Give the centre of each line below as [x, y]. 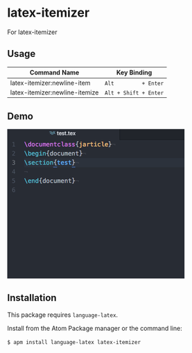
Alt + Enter [134, 83]
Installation [32, 298]
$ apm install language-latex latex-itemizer [74, 342]
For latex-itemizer [32, 32]
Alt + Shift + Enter [134, 93]
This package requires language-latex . [63, 315]
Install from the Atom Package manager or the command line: [95, 328]
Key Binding [134, 73]
